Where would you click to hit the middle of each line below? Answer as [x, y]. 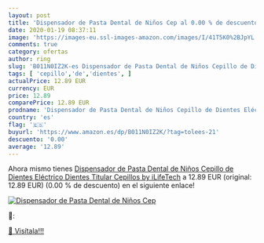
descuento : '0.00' [38, 139]
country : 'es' [31, 118]
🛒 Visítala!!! [26, 231]
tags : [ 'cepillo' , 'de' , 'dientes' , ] [70, 74]
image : [19, 37]
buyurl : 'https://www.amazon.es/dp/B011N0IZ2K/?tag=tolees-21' [114, 132]
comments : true [33, 45]
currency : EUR [31, 88]
